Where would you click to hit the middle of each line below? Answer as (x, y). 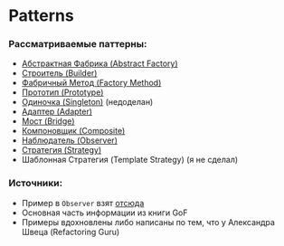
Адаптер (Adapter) (57, 112)
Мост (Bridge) (48, 121)
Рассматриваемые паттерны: (78, 44)
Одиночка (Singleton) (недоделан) (87, 102)
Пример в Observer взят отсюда (83, 203)
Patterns (41, 16)
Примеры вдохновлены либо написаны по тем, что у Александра (148, 222)
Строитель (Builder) (59, 73)
